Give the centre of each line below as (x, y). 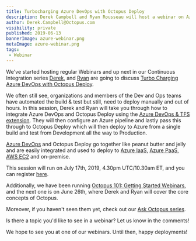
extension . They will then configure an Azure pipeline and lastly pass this (94, 120)
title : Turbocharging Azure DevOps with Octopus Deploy (75, 11)
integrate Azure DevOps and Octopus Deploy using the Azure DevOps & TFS (98, 114)
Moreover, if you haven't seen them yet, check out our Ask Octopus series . (96, 209)
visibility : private (31, 28)
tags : (13, 50)
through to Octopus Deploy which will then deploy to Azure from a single (93, 126)
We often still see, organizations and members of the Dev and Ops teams (94, 95)
